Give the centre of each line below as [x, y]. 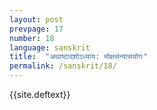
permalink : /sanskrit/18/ [63, 66]
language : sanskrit [50, 47]
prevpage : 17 [36, 29]
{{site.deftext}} [40, 94]
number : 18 [32, 38]
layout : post [36, 19]
